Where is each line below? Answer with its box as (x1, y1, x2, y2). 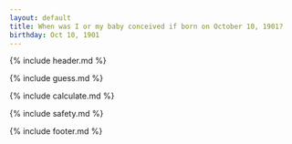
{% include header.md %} (9, 56, 107, 67)
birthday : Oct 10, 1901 (9, 30, 100, 39)
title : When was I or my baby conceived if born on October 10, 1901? (9, 22, 284, 31)
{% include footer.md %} (9, 126, 103, 137)
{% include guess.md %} (9, 73, 103, 84)
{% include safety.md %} (9, 108, 104, 119)
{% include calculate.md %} (9, 90, 115, 101)
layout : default (9, 13, 71, 23)
